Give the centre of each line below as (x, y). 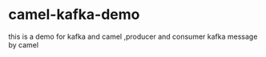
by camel (23, 44)
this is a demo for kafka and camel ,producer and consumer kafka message (133, 36)
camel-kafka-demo (74, 15)
